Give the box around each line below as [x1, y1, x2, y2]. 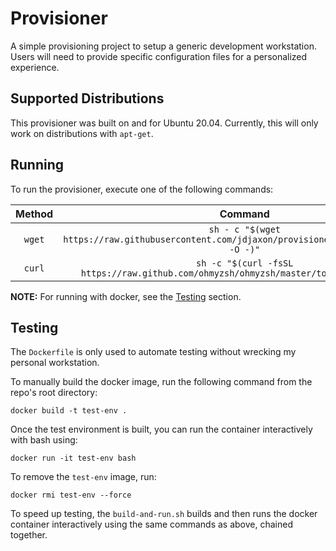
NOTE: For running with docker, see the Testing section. [10, 290, 242, 302]
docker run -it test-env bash [10, 453, 137, 464]
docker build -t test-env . [10, 406, 128, 416]
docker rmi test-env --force [10, 490, 132, 501]
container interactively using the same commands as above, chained [10, 518, 293, 531]
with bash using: [10, 434, 78, 446]
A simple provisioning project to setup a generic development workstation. [10, 40, 317, 52]
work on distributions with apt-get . [10, 127, 154, 139]
